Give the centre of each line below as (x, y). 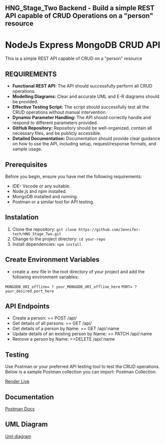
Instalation (22, 217)
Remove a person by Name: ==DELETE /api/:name (63, 339)
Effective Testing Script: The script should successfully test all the (81, 107)
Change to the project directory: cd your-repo (59, 239)
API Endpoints (27, 306)
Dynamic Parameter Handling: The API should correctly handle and (82, 118)
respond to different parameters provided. (55, 123)
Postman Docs (20, 409)
